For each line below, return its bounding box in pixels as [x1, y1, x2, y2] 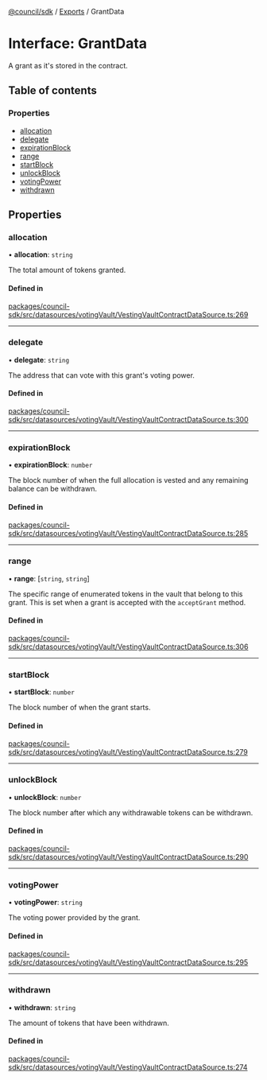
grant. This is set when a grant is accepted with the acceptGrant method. [8, 597, 246, 607]
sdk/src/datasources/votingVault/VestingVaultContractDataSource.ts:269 [8, 309, 249, 319]
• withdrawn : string [8, 1002, 76, 1012]
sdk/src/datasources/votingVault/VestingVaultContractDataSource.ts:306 [8, 642, 249, 651]
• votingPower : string [8, 898, 83, 907]
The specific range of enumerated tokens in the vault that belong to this [8, 589, 243, 599]
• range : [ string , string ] [8, 573, 90, 583]
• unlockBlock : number [8, 792, 82, 802]
